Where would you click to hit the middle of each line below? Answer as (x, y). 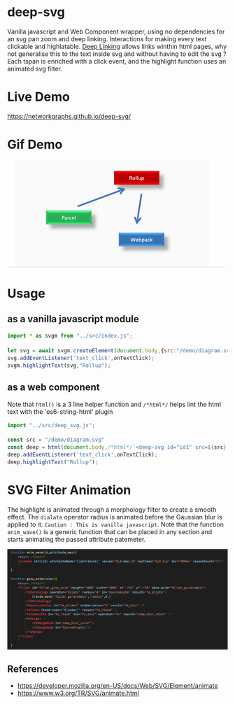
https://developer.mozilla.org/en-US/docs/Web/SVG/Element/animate (117, 686)
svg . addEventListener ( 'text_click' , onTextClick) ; (81, 358)
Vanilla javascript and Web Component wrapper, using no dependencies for (116, 31)
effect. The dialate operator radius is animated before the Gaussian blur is (115, 517)
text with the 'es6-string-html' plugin (60, 411)
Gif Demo (35, 145)
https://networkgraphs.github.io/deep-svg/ (69, 116)
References (33, 669)
